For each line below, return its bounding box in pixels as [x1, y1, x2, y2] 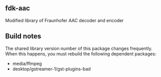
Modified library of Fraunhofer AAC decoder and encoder [5, 17, 124, 23]
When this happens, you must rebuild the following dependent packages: [5, 50, 156, 57]
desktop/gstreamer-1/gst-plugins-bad [12, 65, 91, 72]
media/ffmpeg [12, 60, 42, 66]
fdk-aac [5, 4, 30, 13]
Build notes [5, 32, 42, 41]
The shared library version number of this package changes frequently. [5, 45, 152, 51]
